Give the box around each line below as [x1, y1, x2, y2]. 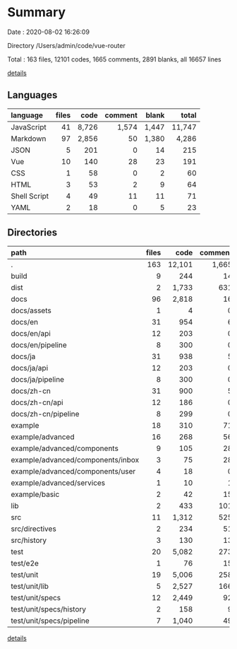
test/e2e [11, 558, 39, 568]
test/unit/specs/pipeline [11, 616, 90, 626]
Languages [7, 89, 58, 101]
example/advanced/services [11, 478, 106, 488]
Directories [7, 227, 58, 239]
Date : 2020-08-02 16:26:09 [7, 28, 90, 36]
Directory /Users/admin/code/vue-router [7, 41, 126, 49]
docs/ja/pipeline [11, 374, 65, 384]
